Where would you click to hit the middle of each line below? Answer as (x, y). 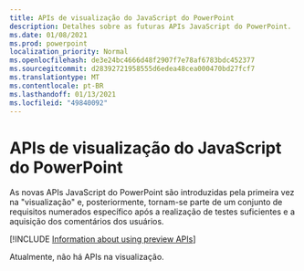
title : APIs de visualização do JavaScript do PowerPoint (122, 18)
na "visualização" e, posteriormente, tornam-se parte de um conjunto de (146, 203)
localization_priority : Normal (69, 52)
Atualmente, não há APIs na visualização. (87, 257)
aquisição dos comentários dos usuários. (87, 222)
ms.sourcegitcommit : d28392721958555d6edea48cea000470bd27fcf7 (132, 69)
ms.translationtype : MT (55, 78)
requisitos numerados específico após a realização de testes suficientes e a (152, 212)
